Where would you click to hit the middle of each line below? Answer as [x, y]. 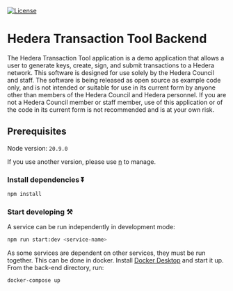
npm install [24, 194]
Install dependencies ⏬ [46, 179]
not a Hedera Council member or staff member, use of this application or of [115, 102]
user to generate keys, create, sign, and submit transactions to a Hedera [111, 65]
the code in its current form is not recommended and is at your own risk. [111, 109]
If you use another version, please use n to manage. [82, 161]
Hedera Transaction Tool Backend [107, 39]
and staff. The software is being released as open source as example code [114, 80]
